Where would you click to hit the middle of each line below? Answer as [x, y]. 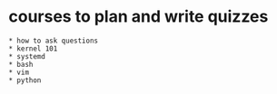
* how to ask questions [54, 41]
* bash [21, 64]
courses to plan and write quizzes [138, 17]
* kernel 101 [33, 48]
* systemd [27, 56]
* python [25, 80]
